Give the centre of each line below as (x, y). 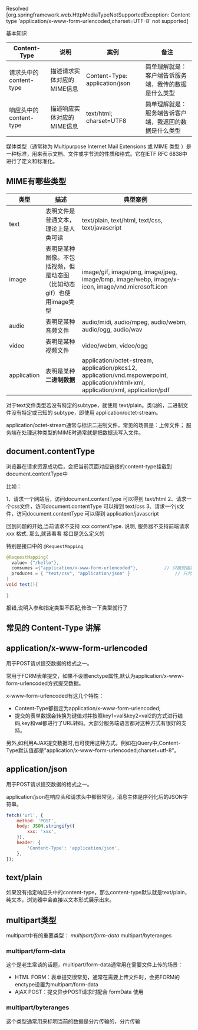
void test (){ (22, 585)
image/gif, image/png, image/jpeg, (130, 272)
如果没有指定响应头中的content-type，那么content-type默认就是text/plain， (98, 893)
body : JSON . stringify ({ (46, 826)
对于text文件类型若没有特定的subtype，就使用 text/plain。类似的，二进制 (95, 405)
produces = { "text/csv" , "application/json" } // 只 (99, 574)
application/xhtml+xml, (113, 382)
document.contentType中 (37, 474)
